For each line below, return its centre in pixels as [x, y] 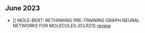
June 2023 [23, 8]
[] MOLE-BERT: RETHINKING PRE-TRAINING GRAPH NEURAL [76, 20]
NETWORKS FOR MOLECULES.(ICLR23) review [61, 25]
